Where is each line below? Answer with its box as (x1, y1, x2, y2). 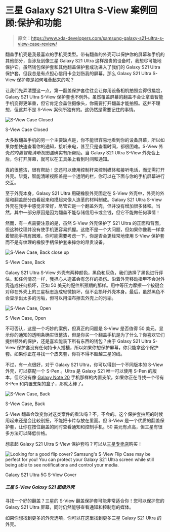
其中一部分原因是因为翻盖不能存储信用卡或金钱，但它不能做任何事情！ (14, 209, 160, 215)
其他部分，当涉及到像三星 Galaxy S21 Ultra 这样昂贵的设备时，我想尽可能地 (5, 57, 162, 63)
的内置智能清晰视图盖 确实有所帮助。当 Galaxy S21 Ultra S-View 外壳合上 (10, 149, 160, 155)
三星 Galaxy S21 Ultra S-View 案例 (5, 5, 149, 16)
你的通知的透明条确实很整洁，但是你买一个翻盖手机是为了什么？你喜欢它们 (9, 331, 165, 338)
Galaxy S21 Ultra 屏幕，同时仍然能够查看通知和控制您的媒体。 (5, 504, 134, 510)
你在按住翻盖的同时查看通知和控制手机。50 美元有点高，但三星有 (22, 423, 158, 429)
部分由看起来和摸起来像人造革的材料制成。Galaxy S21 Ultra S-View (22, 196, 162, 203)
